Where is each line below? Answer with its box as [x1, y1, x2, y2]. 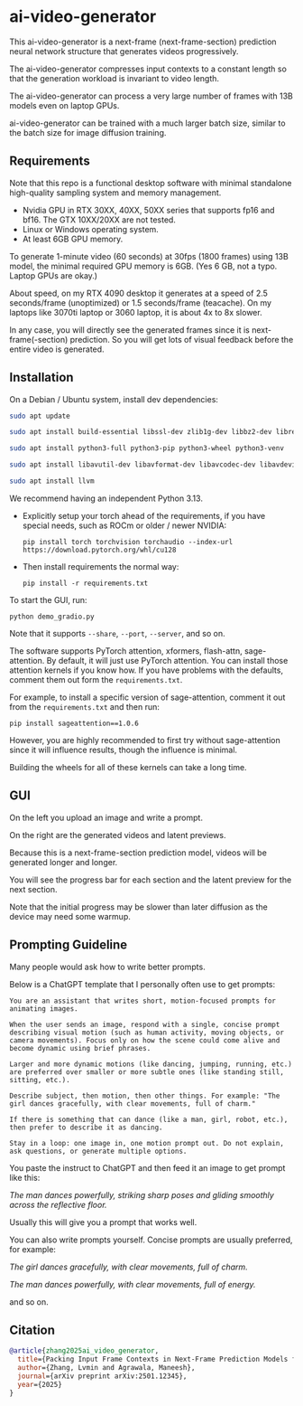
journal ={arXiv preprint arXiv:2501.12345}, [17, 1372, 188, 1381]
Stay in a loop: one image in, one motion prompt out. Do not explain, [9, 1138, 284, 1147]
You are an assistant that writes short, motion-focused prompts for [9, 996, 277, 1005]
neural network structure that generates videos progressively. [9, 45, 239, 56]
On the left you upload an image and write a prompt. [9, 812, 203, 823]
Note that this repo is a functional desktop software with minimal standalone [9, 177, 292, 188]
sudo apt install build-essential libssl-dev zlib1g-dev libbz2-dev [9, 428, 272, 437]
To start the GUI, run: [9, 594, 87, 605]
